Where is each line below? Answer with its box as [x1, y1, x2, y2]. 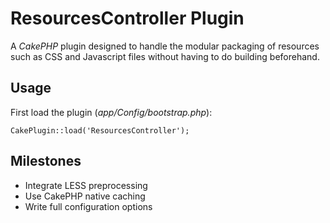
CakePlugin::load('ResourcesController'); [10, 125, 190, 136]
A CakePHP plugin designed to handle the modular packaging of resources [10, 40, 320, 52]
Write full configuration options [24, 200, 153, 212]
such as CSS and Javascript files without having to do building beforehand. [10, 50, 320, 62]
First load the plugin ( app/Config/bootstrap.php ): [10, 106, 213, 118]
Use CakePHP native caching [24, 190, 146, 202]
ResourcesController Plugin [10, 7, 245, 30]
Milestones [10, 153, 82, 170]
